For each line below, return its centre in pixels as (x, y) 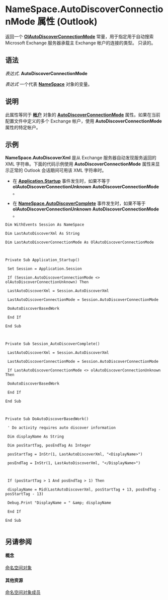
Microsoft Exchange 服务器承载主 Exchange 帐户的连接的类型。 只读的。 (80, 43)
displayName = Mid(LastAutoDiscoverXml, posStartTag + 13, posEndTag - (84, 490)
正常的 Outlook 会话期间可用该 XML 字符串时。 (58, 171)
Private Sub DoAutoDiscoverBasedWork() (47, 419)
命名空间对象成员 (23, 592)
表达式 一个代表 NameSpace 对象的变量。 (49, 84)
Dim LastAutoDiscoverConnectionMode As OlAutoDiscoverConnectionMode (80, 242)
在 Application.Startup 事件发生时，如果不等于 (61, 181)
